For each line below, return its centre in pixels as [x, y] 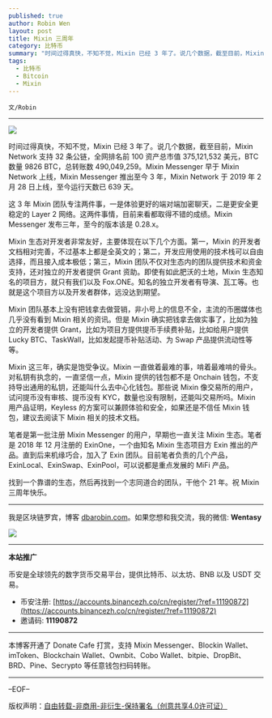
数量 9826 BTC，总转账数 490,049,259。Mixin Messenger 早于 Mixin [124, 166]
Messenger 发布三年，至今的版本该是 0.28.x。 [86, 224]
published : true [36, 16]
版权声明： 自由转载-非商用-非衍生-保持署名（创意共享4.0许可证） [118, 706]
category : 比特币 [36, 46]
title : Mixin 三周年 [41, 38]
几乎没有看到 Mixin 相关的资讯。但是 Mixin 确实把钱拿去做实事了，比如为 [130, 319]
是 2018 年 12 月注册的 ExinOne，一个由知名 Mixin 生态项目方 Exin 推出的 [130, 444]
